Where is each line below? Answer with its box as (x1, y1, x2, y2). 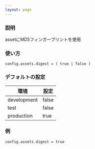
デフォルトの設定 (5, 74, 46, 81)
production (7, 112, 33, 119)
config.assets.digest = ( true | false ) (5, 61, 91, 66)
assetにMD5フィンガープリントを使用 (5, 36, 81, 42)
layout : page (5, 7, 32, 12)
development (7, 96, 38, 103)
